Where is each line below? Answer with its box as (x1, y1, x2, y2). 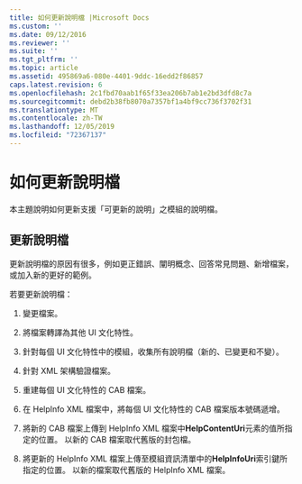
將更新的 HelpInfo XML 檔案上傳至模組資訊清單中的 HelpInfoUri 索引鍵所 (22, 452, 288, 464)
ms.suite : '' (9, 47, 59, 56)
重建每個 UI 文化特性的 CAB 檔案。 (22, 384, 151, 395)
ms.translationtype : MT (9, 105, 99, 114)
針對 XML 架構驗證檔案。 (22, 365, 115, 376)
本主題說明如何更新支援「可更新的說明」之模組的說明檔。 (9, 204, 223, 215)
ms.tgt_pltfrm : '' (9, 55, 78, 64)
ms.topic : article (9, 64, 78, 73)
